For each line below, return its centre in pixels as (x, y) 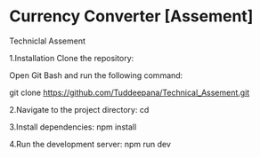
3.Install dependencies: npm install (73, 127)
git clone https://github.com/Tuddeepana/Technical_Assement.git (130, 92)
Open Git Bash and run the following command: (96, 75)
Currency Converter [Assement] (131, 16)
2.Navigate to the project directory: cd (79, 109)
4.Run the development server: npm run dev (90, 144)
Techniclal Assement (48, 41)
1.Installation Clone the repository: (72, 58)
